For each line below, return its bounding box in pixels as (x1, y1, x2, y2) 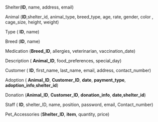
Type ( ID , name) (5, 29, 40, 34)
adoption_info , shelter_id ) (5, 82, 59, 88)
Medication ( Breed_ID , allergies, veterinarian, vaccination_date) (5, 48, 136, 54)
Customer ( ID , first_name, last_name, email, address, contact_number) (5, 67, 151, 73)
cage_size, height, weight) (5, 19, 59, 25)
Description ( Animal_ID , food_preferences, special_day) (5, 58, 122, 64)
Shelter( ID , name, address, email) (5, 4, 74, 10)
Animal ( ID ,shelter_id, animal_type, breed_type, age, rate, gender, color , (5, 14, 154, 19)
